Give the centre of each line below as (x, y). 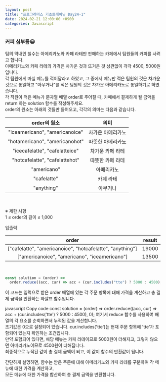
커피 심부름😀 (20, 42)
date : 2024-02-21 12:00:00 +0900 (40, 19)
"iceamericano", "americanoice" (46, 132)
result (150, 240)
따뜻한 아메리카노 (108, 142)
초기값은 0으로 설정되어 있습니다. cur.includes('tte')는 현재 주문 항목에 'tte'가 (80, 327)
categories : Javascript (30, 24)
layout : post (19, 10)
